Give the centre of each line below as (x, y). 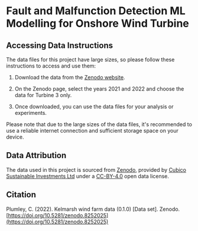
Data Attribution (36, 155)
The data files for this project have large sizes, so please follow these (90, 60)
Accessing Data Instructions (60, 45)
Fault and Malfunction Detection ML (96, 11)
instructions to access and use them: (51, 66)
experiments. (31, 113)
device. (15, 137)
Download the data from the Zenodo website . (70, 77)
